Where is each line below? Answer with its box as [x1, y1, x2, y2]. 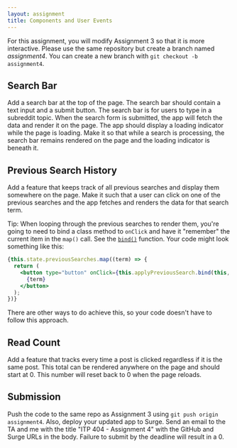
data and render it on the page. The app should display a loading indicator [7, 121, 224, 130]
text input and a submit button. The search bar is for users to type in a [7, 106, 212, 114]
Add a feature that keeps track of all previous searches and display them [7, 183, 220, 192]
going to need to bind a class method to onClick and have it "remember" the [7, 227, 231, 236]
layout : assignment [7, 10, 65, 18]
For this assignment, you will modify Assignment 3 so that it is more [7, 36, 205, 45]
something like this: [7, 242, 65, 251]
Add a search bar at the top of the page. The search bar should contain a [7, 99, 221, 107]
